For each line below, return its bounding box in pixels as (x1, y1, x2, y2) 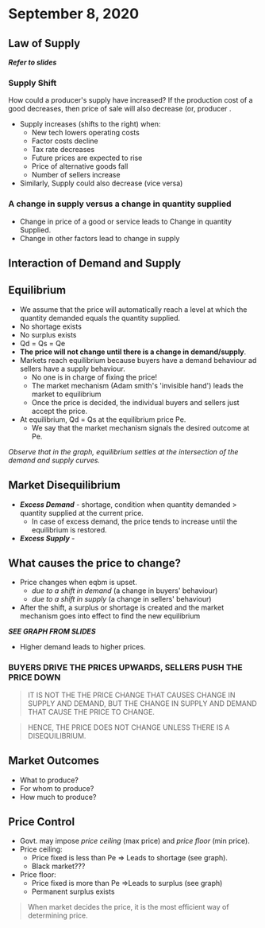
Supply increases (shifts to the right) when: (19, 119, 161, 129)
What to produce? (19, 775, 79, 785)
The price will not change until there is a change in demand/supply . (19, 347, 247, 357)
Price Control (8, 815, 75, 829)
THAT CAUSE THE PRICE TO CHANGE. (27, 707, 155, 716)
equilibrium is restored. (31, 524, 107, 534)
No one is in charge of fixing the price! (31, 372, 157, 382)
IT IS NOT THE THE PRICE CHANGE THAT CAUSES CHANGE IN (27, 690, 236, 700)
